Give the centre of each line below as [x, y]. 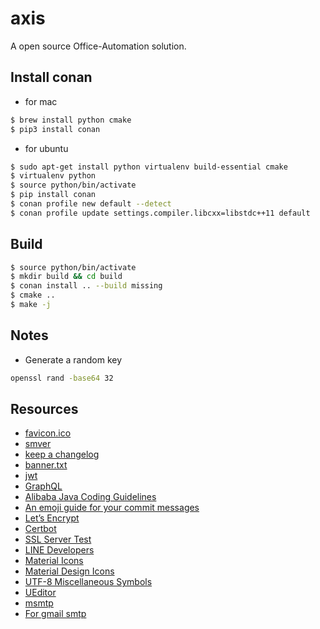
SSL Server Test [58, 539]
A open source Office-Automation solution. [98, 46]
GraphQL [43, 486]
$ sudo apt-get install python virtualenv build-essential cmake [149, 167]
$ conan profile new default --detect [91, 204]
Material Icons [54, 561]
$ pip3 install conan [55, 129]
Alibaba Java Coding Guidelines [90, 497]
